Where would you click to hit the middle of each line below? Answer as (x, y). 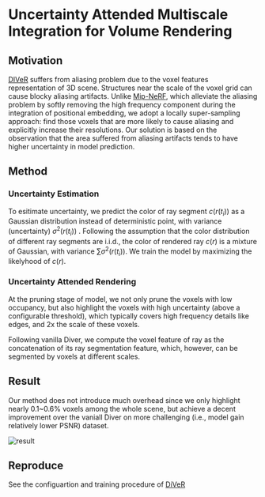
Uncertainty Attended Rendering (72, 282)
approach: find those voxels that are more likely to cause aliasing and (121, 121)
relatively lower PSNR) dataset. (59, 425)
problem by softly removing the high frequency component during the (122, 105)
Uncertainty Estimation (54, 194)
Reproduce (36, 465)
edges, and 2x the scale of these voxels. (74, 324)
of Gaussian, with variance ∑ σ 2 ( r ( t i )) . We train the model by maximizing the (130, 251)
